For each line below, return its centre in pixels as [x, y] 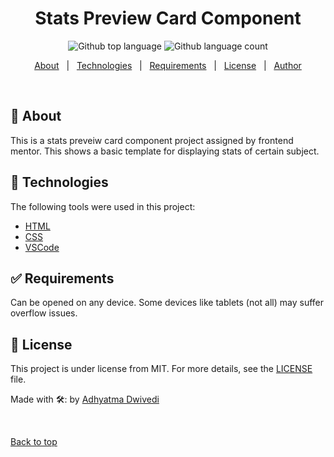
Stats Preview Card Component [168, 18]
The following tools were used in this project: [103, 206]
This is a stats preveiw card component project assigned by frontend [152, 140]
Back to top [34, 442]
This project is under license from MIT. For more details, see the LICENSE [161, 369]
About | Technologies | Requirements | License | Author [168, 65]
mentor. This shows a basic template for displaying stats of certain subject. [165, 151]
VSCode [42, 247]
